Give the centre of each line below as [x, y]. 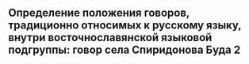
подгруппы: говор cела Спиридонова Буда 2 [125, 50]
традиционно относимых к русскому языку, [125, 26]
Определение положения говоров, [99, 13]
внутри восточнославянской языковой [110, 38]
